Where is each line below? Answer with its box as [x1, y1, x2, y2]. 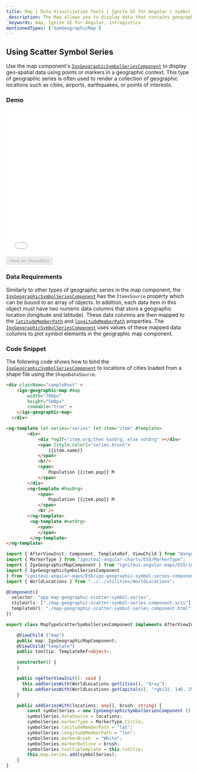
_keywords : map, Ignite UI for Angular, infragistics [6, 19, 141, 25]
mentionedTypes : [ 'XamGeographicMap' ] [6, 25, 101, 31]
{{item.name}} [48, 447, 83, 454]
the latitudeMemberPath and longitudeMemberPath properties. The [6, 317, 164, 325]
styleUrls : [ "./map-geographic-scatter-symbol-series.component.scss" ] [11, 600, 192, 606]
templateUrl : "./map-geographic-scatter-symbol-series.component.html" [11, 606, 192, 611]
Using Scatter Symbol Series [6, 47, 114, 57]
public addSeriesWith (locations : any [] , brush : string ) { [16, 702, 162, 709]
